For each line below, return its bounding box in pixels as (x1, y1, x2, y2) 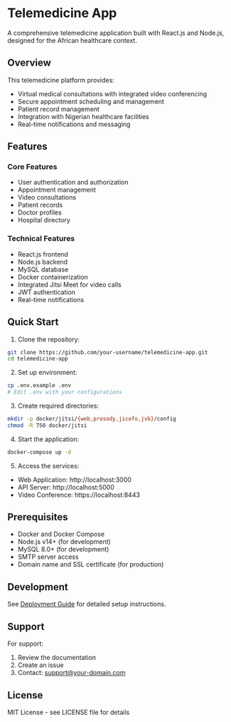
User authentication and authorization (17, 178, 129, 187)
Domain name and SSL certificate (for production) (17, 560, 164, 569)
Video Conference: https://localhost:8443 (17, 490, 141, 499)
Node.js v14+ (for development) (17, 537, 112, 546)
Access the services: (17, 461, 80, 470)
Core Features (7, 162, 58, 172)
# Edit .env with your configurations (7, 388, 122, 396)
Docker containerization (17, 272, 89, 281)
